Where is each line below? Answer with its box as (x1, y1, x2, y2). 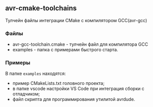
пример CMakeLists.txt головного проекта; (12, 80, 105, 86)
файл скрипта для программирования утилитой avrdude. (12, 96, 135, 102)
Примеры (5, 59, 31, 66)
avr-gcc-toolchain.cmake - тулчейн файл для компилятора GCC (12, 41, 148, 47)
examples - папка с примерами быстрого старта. (12, 47, 118, 53)
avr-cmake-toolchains (5, 4, 77, 13)
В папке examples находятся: (5, 70, 66, 77)
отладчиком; (12, 91, 40, 97)
